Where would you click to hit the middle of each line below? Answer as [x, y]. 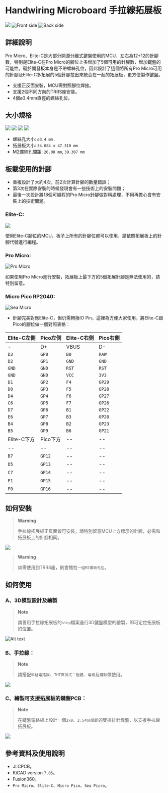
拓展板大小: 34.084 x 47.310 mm [45, 145]
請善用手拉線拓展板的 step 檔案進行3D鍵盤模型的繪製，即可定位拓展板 [89, 622]
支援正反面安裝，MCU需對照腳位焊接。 [53, 85]
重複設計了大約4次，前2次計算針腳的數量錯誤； [62, 182]
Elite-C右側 [80, 338]
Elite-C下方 [21, 439]
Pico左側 [51, 338]
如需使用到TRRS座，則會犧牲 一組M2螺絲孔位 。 [63, 568]
